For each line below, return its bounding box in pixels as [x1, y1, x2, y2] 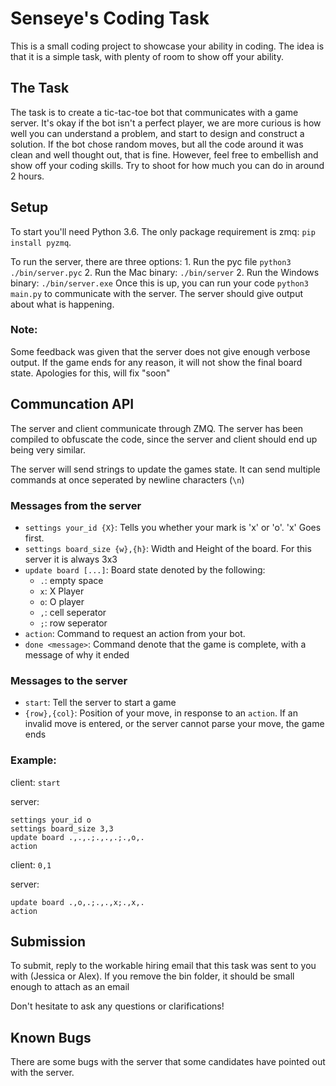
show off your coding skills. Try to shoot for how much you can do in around [10, 159, 325, 171]
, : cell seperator [39, 606, 107, 618]
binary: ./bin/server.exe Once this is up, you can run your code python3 [10, 277, 309, 289]
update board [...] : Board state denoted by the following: [24, 563, 266, 576]
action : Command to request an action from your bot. [24, 627, 246, 639]
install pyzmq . [10, 236, 72, 248]
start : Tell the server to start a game [24, 697, 177, 709]
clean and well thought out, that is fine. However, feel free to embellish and [10, 148, 319, 161]
